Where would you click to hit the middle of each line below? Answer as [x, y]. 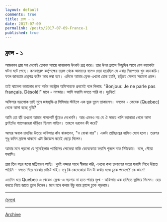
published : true [22, 33]
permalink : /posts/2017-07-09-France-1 [46, 28]
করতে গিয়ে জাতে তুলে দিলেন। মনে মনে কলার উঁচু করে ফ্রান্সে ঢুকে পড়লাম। [58, 185]
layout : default [22, 10]
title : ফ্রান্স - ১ [20, 19]
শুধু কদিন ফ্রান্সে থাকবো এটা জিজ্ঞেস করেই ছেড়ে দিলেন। [44, 138]
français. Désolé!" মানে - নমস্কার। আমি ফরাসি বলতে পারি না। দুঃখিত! [60, 92]
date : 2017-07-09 [23, 24]
